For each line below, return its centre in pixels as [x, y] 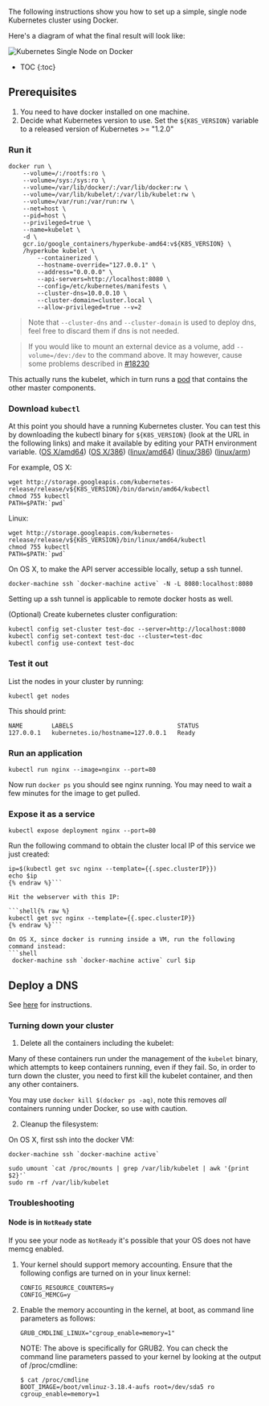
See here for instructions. [50, 1005]
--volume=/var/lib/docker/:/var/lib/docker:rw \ [106, 188]
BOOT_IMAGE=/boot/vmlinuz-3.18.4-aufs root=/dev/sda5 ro [117, 1387]
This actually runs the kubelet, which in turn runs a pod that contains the [128, 379]
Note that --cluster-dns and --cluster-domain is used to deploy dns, [142, 322]
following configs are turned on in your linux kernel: [105, 1273]
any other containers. [44, 1085]
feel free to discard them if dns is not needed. [104, 331]
